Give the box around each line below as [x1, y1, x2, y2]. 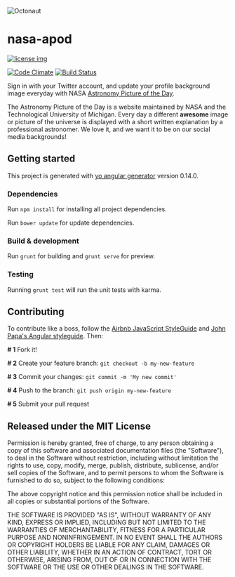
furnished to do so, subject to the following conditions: [7, 476, 165, 484]
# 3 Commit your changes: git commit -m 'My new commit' [7, 373, 177, 381]
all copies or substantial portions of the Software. [7, 497, 149, 505]
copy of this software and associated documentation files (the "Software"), [7, 446, 224, 455]
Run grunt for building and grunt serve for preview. [7, 252, 156, 260]
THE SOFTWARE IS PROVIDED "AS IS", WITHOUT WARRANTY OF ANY [7, 511, 212, 519]
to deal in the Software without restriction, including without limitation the [7, 453, 219, 463]
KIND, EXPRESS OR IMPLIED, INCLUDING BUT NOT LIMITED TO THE [7, 518, 206, 526]
